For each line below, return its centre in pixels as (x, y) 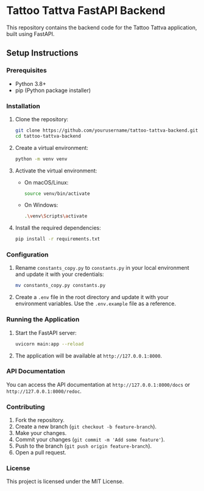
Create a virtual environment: (51, 147)
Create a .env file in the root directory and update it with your (92, 297)
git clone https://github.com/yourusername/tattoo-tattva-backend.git (107, 130)
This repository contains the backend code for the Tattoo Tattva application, (102, 27)
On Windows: (41, 205)
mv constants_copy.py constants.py (60, 286)
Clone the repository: (42, 119)
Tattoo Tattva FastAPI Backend (86, 11)
